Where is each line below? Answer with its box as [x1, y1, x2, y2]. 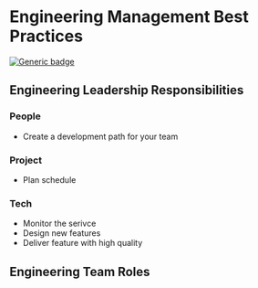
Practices [9, 26, 84, 47]
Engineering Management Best [9, 6, 249, 27]
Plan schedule [22, 174, 77, 185]
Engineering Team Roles [9, 263, 150, 280]
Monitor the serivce [22, 218, 97, 229]
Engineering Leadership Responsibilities [9, 82, 244, 98]
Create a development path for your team [22, 131, 179, 142]
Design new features [22, 228, 101, 239]
